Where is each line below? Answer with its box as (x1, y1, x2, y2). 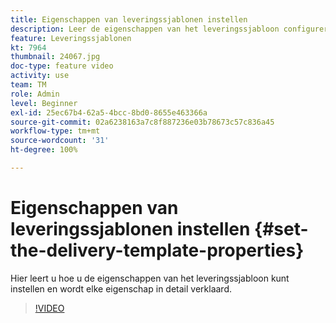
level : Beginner (10, 98, 78, 108)
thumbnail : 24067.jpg (10, 52, 101, 62)
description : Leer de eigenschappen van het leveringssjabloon (10, 24, 280, 34)
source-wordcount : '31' (10, 136, 110, 146)
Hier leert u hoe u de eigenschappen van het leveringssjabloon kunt (10, 272, 290, 284)
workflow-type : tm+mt (10, 126, 101, 136)
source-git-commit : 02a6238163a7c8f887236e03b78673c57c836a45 (10, 117, 275, 127)
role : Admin (10, 89, 60, 99)
